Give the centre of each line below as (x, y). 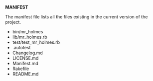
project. (13, 22)
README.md (25, 74)
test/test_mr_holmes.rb (36, 42)
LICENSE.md (25, 58)
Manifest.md (25, 63)
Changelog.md (28, 53)
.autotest (21, 47)
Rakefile (21, 69)
